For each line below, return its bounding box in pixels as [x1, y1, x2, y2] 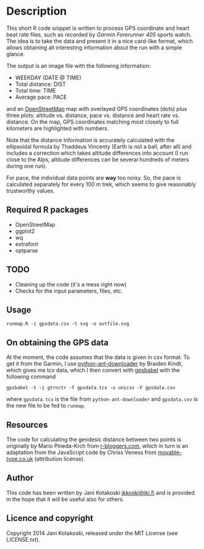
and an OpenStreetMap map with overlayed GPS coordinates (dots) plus [6, 105, 188, 112]
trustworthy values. [6, 187, 55, 194]
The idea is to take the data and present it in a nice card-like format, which [6, 37, 193, 44]
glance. [6, 50, 26, 57]
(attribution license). [34, 455, 85, 462]
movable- [158, 449, 182, 456]
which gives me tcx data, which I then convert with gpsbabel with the [6, 367, 180, 374]
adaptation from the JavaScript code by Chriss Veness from [6, 449, 157, 456]
